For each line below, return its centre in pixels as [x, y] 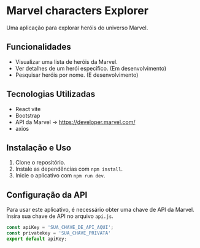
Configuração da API [47, 195]
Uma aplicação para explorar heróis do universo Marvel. [77, 28]
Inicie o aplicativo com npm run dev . [60, 176]
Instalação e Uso [39, 148]
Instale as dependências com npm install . [69, 169]
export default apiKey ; [37, 239]
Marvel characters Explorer [78, 11]
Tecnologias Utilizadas [51, 94]
